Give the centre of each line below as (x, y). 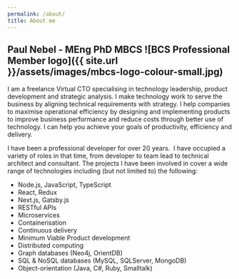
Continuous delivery (47, 230)
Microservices (39, 215)
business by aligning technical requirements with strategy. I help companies (119, 104)
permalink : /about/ (36, 14)
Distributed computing (51, 245)
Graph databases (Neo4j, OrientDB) (70, 253)
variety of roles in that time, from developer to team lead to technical (108, 156)
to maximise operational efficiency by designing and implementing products (119, 112)
